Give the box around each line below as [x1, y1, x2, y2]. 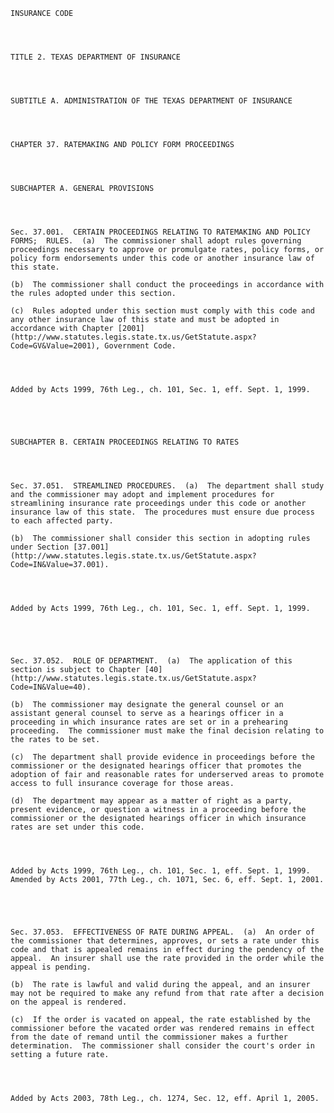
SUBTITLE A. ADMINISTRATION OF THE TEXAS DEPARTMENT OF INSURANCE [10, 96, 293, 106]
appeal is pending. [10, 962, 92, 972]
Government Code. [104, 341, 177, 351]
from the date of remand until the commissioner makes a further [10, 1032, 288, 1042]
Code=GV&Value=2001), [10, 341, 101, 351]
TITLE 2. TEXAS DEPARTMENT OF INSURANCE [10, 52, 182, 62]
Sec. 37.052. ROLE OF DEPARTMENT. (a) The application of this [10, 656, 293, 666]
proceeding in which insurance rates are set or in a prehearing [10, 717, 288, 727]
